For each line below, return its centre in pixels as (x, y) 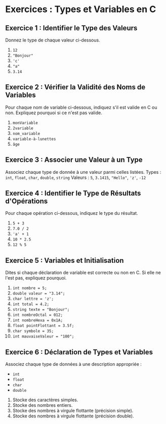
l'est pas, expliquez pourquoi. (36, 278)
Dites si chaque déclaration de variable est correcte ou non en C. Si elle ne (83, 273)
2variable (23, 128)
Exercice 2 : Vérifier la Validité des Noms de (75, 87)
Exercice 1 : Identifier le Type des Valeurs (71, 28)
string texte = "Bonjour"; (41, 310)
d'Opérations (27, 201)
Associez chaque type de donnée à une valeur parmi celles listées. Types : (83, 172)
